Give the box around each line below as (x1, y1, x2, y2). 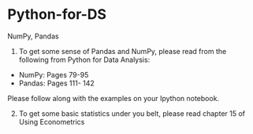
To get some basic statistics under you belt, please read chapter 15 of (18, 108, 246, 118)
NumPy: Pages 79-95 (18, 70, 89, 79)
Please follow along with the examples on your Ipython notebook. (7, 93, 220, 103)
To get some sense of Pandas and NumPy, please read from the (18, 46, 227, 56)
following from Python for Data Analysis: (18, 55, 151, 64)
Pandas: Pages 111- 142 (18, 78, 95, 88)
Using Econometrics (18, 117, 85, 126)
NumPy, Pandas (7, 31, 60, 41)
